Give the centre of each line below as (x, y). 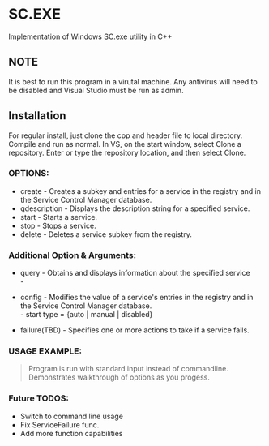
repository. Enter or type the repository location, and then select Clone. (127, 152)
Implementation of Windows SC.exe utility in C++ (90, 36)
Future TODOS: (38, 398)
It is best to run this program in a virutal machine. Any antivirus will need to (133, 81)
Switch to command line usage (72, 416)
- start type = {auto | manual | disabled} (86, 315)
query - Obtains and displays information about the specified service (135, 273)
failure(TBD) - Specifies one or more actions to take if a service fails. (134, 330)
